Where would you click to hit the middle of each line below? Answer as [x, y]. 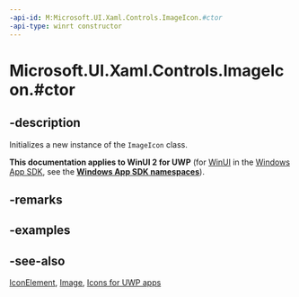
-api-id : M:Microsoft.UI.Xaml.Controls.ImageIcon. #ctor [116, 18]
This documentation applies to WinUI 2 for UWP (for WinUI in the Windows [149, 162]
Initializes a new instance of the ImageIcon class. [99, 144]
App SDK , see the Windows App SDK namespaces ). [107, 171]
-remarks [36, 199]
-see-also [37, 261]
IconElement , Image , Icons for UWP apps [85, 283]
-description [45, 123]
